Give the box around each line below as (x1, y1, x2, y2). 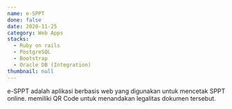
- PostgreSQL (13, 49, 51, 56)
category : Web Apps (7, 29, 64, 37)
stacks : (7, 36, 30, 43)
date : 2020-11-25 (7, 23, 57, 30)
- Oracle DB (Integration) (13, 61, 91, 68)
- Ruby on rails (13, 42, 60, 49)
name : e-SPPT (7, 10, 45, 17)
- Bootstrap (13, 55, 48, 62)
